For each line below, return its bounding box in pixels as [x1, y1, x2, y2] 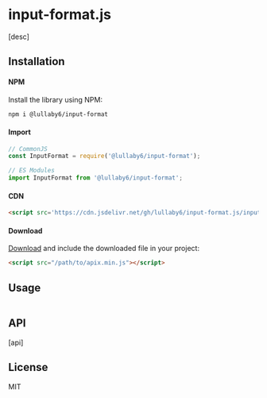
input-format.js [8, 6, 111, 24]
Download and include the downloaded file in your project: [8, 244, 200, 253]
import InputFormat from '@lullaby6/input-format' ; [8, 174, 183, 182]
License [8, 361, 48, 374]
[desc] [8, 32, 30, 41]
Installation [8, 55, 65, 68]
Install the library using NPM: [8, 95, 103, 104]
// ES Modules [8, 167, 56, 175]
